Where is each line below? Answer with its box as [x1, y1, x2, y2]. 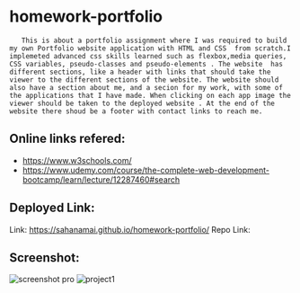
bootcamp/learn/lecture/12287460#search [22, 173, 181, 185]
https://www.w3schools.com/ [22, 155, 132, 165]
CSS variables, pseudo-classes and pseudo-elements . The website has [9, 59, 283, 68]
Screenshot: [9, 250, 80, 265]
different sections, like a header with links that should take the [9, 67, 271, 76]
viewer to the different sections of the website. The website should [9, 75, 279, 84]
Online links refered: [9, 131, 126, 146]
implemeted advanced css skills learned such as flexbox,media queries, [9, 51, 287, 60]
